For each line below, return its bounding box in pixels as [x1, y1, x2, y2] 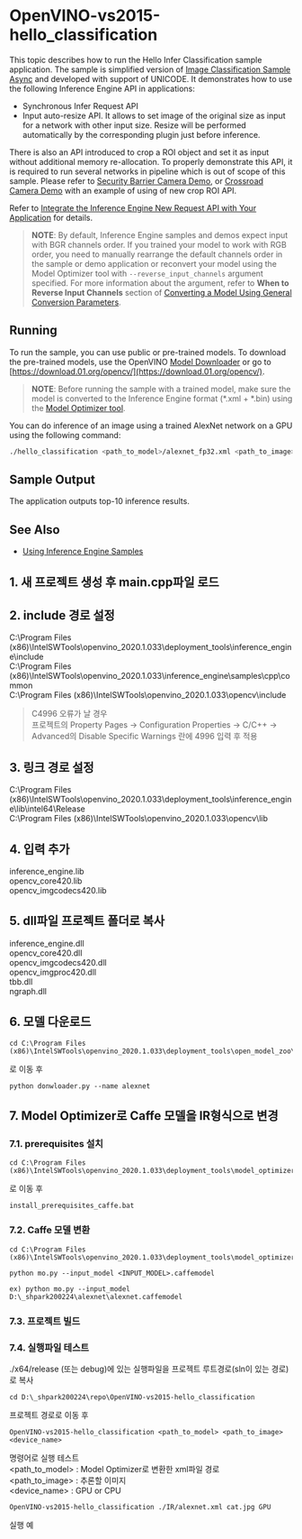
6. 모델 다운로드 [9, 1014, 92, 1030]
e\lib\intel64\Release [9, 803, 85, 814]
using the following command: [9, 429, 121, 440]
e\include [9, 651, 44, 663]
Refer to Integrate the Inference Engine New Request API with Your [9, 202, 257, 213]
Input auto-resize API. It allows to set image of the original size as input [22, 110, 286, 121]
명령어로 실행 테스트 [9, 1452, 79, 1463]
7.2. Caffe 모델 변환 [9, 1223, 91, 1236]
